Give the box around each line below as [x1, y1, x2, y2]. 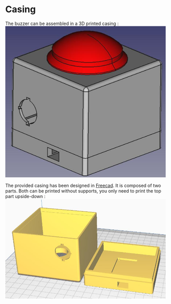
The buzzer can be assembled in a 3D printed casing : [5, 20, 119, 26]
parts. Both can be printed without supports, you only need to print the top [5, 188, 161, 194]
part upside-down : [5, 194, 46, 200]
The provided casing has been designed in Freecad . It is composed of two [5, 182, 161, 189]
